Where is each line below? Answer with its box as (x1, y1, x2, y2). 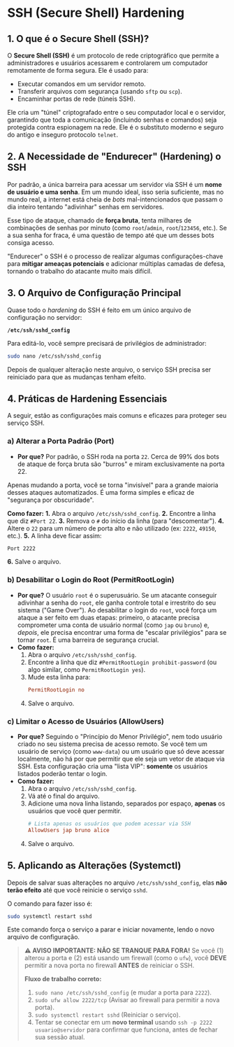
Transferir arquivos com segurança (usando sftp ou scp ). (17, 87, 183, 95)
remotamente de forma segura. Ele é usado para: (7, 66, 149, 74)
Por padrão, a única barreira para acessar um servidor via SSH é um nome (7, 180, 222, 188)
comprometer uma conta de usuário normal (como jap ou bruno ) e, (17, 621, 210, 629)
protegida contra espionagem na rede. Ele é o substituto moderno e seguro (7, 123, 224, 131)
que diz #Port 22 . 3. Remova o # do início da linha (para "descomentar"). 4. (7, 517, 225, 525)
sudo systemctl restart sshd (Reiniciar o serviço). (34, 1011, 181, 1019)
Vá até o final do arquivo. (27, 792, 100, 800)
